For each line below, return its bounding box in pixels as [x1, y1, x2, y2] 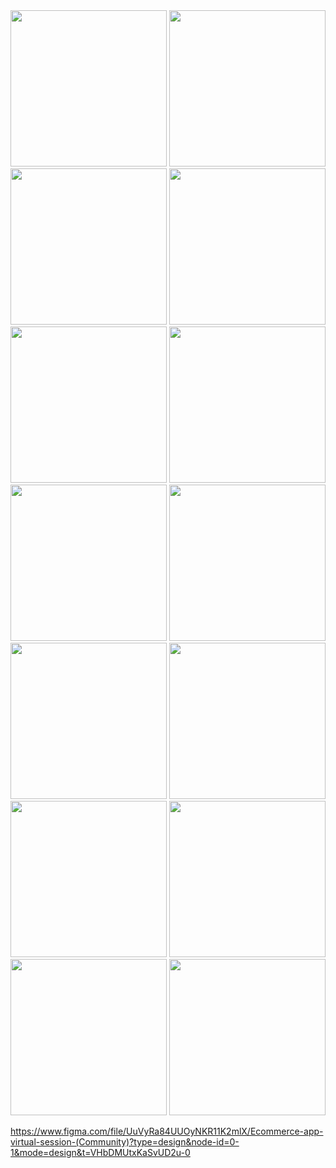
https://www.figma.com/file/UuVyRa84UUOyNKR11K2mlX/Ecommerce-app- [10, 1125, 324, 1137]
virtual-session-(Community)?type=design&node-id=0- [10, 1136, 240, 1148]
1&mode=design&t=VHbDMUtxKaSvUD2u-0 [10, 1147, 191, 1158]
